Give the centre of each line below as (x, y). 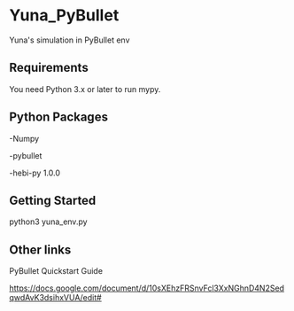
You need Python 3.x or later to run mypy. (85, 89)
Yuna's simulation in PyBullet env (70, 40)
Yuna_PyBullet (64, 16)
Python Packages (59, 117)
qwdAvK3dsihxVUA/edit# (55, 298)
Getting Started (53, 200)
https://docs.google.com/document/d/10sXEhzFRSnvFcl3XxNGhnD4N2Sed (147, 288)
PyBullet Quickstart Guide (56, 271)
